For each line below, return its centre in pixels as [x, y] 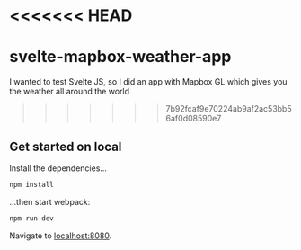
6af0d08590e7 [194, 119]
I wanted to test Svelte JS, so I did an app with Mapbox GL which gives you [148, 82]
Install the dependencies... [58, 168]
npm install [31, 184]
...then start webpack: [50, 201]
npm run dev [31, 218]
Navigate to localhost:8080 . [61, 236]
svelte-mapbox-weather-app [120, 57]
